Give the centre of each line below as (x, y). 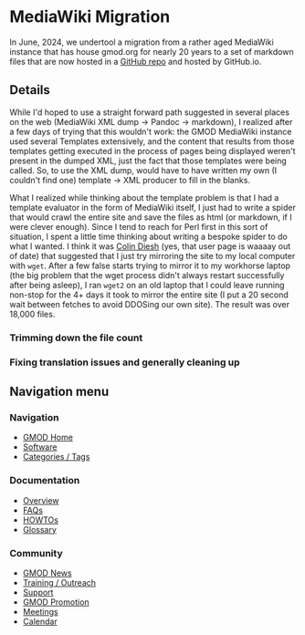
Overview (41, 500)
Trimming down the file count (76, 338)
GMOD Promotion (56, 602)
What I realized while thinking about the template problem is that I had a (144, 197)
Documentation (45, 481)
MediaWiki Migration (90, 17)
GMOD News (47, 573)
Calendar (40, 621)
